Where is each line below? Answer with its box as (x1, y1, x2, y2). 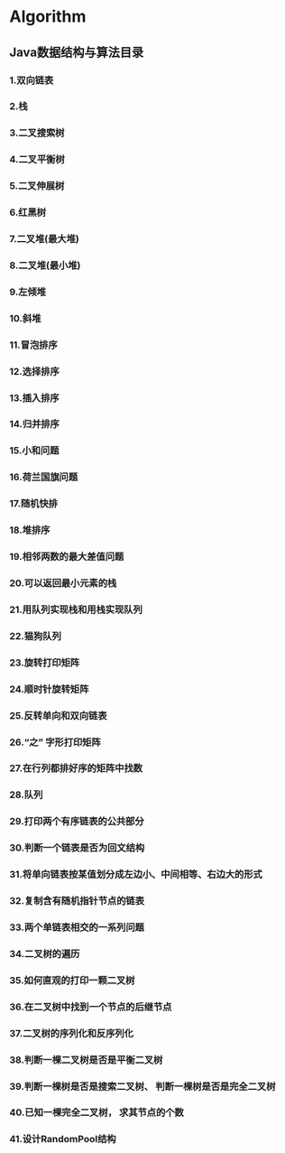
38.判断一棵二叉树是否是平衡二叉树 (9, 1054, 163, 1066)
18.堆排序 (9, 524, 51, 536)
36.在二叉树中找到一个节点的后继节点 (9, 1000, 172, 1013)
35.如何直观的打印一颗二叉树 (9, 973, 135, 986)
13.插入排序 (9, 391, 60, 404)
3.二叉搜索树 (9, 126, 65, 139)
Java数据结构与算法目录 (9, 44, 144, 60)
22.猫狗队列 (9, 629, 61, 642)
